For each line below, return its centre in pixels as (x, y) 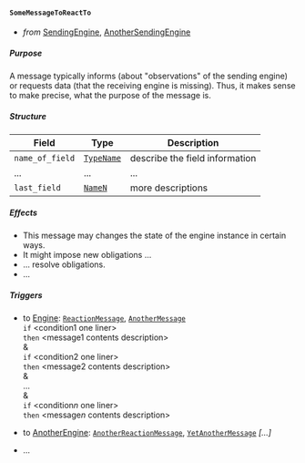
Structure (28, 116)
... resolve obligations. (64, 264)
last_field (37, 188)
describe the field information (193, 159)
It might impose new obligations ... (87, 255)
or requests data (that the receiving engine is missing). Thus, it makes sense (152, 86)
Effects (24, 212)
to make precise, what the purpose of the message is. (110, 96)
